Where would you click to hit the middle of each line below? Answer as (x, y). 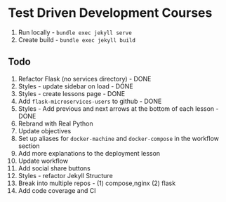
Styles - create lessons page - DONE (72, 93)
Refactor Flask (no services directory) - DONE (85, 79)
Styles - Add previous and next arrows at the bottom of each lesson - (119, 108)
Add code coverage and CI (57, 190)
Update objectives (45, 130)
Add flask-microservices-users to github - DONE (90, 101)
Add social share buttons (54, 168)
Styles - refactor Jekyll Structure (65, 175)
